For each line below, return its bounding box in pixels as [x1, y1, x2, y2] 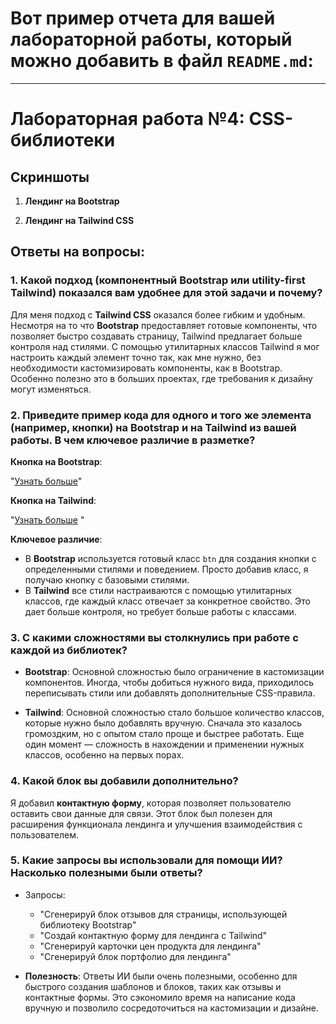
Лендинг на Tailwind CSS [24, 214, 135, 226]
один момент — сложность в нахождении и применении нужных [24, 738, 305, 751]
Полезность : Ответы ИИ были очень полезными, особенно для [24, 970, 298, 982]
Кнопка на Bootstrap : [10, 455, 103, 467]
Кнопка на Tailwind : [10, 494, 97, 506]
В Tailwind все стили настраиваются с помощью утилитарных [24, 584, 293, 596]
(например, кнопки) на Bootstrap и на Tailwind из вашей [10, 420, 297, 434]
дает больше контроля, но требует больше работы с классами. [24, 605, 297, 617]
